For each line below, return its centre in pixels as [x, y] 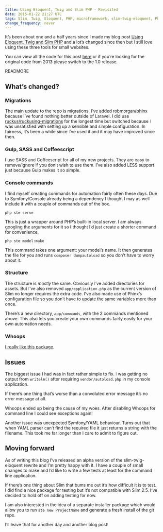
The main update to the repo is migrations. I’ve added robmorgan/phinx [76, 111]
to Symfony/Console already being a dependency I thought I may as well [77, 198]
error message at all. [26, 398]
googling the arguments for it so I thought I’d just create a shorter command [81, 227]
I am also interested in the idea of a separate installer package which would [81, 505]
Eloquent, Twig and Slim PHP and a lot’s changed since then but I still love [79, 42]
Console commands [29, 183]
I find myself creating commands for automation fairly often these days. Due [81, 193]
